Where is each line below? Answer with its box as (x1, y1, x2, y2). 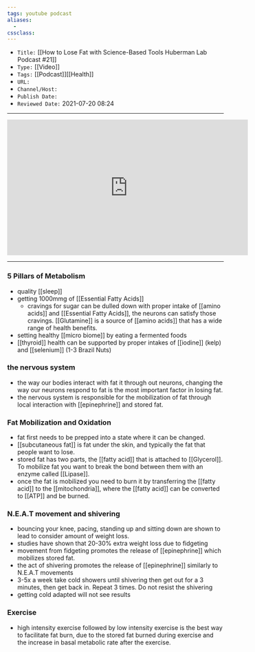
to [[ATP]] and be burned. (16, 492, 91, 500)
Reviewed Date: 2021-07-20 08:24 (16, 99, 115, 108)
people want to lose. (16, 448, 76, 456)
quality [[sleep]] (16, 287, 63, 295)
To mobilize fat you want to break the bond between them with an (16, 462, 203, 471)
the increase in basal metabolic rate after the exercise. (16, 638, 171, 646)
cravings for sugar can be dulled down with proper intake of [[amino (27, 301, 221, 310)
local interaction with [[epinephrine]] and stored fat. (16, 400, 164, 409)
